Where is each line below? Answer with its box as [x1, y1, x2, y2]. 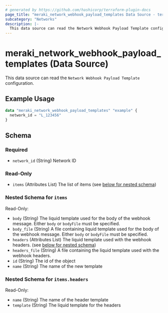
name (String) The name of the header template [12, 297, 108, 303]
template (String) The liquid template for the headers [12, 302, 121, 308]
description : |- [5, 21, 39, 27]
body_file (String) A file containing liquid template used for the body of [12, 226, 159, 232]
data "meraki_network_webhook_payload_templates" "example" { [5, 108, 137, 113]
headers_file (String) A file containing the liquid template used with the [12, 247, 159, 253]
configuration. [5, 80, 34, 86]
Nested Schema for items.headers [5, 275, 88, 282]
